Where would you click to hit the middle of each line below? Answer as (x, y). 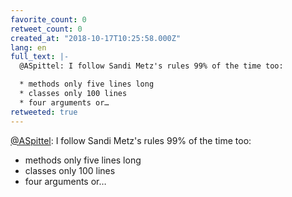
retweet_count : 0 (46, 29)
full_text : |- (40, 57)
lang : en (28, 47)
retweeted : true (44, 112)
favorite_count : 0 (48, 19)
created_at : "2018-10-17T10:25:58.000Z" (96, 38)
